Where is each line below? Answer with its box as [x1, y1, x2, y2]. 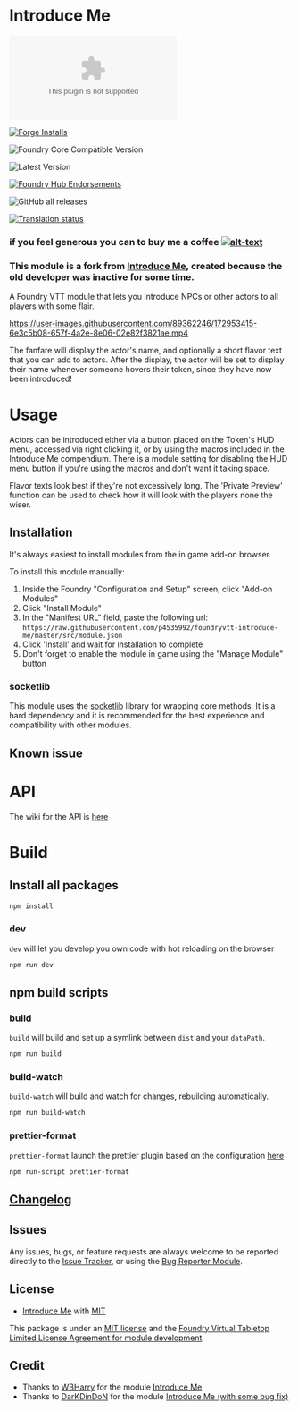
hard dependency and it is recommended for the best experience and [9, 710, 265, 721]
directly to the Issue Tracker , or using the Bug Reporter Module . [9, 1255, 244, 1266]
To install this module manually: [9, 565, 125, 577]
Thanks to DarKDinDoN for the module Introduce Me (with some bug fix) [21, 1391, 289, 1402]
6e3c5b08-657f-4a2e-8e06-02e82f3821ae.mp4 [9, 327, 189, 338]
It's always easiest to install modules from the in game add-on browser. [9, 548, 272, 559]
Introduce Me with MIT [21, 1305, 106, 1316]
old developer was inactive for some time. [9, 270, 195, 283]
